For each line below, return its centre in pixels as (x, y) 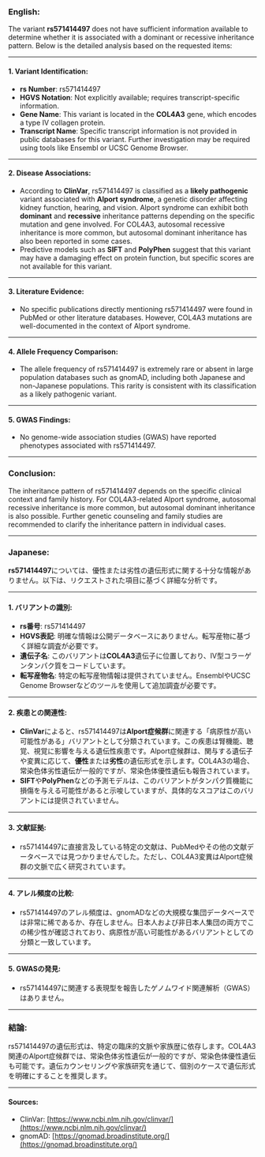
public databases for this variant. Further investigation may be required (135, 139)
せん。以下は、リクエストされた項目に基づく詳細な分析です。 (122, 580)
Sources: (23, 1102)
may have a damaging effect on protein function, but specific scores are (137, 257)
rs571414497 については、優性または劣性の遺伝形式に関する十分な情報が (126, 570)
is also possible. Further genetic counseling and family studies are (116, 516)
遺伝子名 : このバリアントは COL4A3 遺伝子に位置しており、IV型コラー (132, 656)
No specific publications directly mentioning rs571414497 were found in (136, 309)
